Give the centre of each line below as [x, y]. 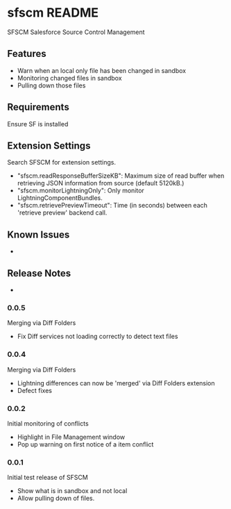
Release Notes [39, 273]
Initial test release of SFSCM [48, 478]
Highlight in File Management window [71, 437]
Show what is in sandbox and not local [72, 491]
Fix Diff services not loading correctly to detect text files [97, 336]
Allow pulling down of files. [56, 499]
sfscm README [53, 13]
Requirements [38, 107]
